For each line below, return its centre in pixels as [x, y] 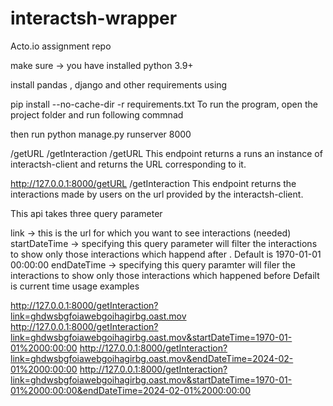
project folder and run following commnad [97, 114]
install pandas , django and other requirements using [119, 84]
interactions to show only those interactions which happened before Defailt [165, 275]
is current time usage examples [75, 286]
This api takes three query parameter [86, 213]
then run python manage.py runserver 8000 [101, 134]
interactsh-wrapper [94, 18]
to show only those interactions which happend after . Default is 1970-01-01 [166, 254]
